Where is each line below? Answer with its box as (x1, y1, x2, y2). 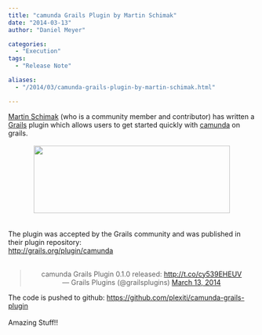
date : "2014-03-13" (8, 19, 72, 27)
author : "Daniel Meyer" (8, 26, 86, 34)
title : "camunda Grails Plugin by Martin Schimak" (8, 11, 177, 20)
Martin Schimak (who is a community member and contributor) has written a (8, 111, 255, 121)
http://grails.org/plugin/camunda (8, 246, 114, 255)
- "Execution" (15, 48, 61, 56)
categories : (8, 40, 47, 48)
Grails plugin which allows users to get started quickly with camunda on (8, 120, 241, 129)
